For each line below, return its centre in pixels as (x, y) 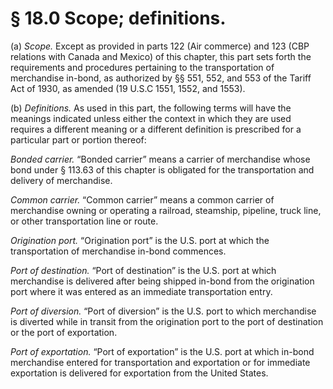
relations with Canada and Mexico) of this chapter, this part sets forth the (161, 56)
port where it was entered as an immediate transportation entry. (141, 291)
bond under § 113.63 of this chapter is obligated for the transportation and (162, 169)
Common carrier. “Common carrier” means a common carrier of (142, 199)
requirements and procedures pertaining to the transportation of (142, 67)
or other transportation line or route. (84, 221)
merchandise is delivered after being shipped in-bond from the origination (162, 281)
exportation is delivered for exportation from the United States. (139, 373)
